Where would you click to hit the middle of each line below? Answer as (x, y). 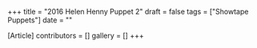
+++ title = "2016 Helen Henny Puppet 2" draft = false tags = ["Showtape (128, 12)
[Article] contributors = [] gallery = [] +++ (76, 36)
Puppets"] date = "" (40, 20)
